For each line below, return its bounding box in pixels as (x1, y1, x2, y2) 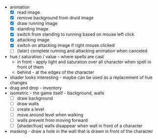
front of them (17, 64, 44, 70)
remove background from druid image (17, 15, 94, 21)
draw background (17, 95, 53, 101)
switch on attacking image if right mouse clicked (17, 43, 115, 48)
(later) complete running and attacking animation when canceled (17, 48, 148, 54)
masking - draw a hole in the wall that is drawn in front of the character (9, 128, 153, 134)
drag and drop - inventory (9, 85, 62, 91)
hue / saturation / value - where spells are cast (9, 53, 104, 59)
